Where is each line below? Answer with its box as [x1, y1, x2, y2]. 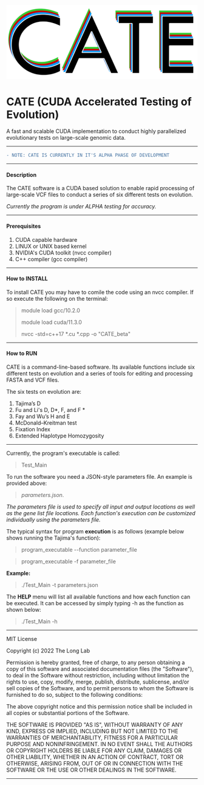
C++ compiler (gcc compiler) [15, 255, 88, 262]
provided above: [6, 479, 47, 487]
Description [6, 171, 37, 178]
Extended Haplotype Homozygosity [15, 432, 104, 439]
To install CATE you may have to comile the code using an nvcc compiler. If [6, 288, 194, 296]
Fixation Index [15, 426, 50, 433]
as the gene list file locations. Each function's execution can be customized [6, 510, 195, 517]
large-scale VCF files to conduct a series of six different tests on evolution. [6, 191, 193, 199]
